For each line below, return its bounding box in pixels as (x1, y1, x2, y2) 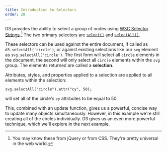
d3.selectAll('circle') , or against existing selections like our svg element (5, 47, 158, 53)
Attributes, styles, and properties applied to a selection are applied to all (5, 72, 153, 78)
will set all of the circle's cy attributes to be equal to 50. (5, 95, 118, 102)
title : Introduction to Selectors (5, 7, 77, 12)
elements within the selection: (5, 77, 67, 83)
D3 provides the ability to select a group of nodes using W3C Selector (5, 25, 149, 31)
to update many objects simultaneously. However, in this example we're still (5, 110, 160, 117)
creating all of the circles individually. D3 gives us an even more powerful (5, 116, 155, 122)
